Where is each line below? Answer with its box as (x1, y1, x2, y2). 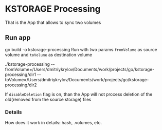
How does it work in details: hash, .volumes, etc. (5, 120, 102, 126)
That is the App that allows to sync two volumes (5, 19, 101, 25)
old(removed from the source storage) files (5, 96, 91, 102)
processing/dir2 (5, 82, 37, 88)
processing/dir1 (5, 72, 36, 77)
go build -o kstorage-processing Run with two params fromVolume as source (5, 46, 157, 52)
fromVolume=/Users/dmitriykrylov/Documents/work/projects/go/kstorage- (5, 66, 155, 72)
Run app (5, 34, 31, 42)
